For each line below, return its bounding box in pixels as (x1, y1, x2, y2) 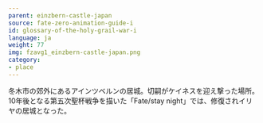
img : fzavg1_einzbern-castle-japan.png (8, 48, 141, 56)
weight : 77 (8, 41, 45, 49)
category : (8, 56, 41, 64)
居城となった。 (22, 106, 72, 115)
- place (8, 63, 34, 71)
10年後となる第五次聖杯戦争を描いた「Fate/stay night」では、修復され (8, 96, 239, 106)
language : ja (8, 33, 52, 42)
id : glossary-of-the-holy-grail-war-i (8, 26, 137, 34)
